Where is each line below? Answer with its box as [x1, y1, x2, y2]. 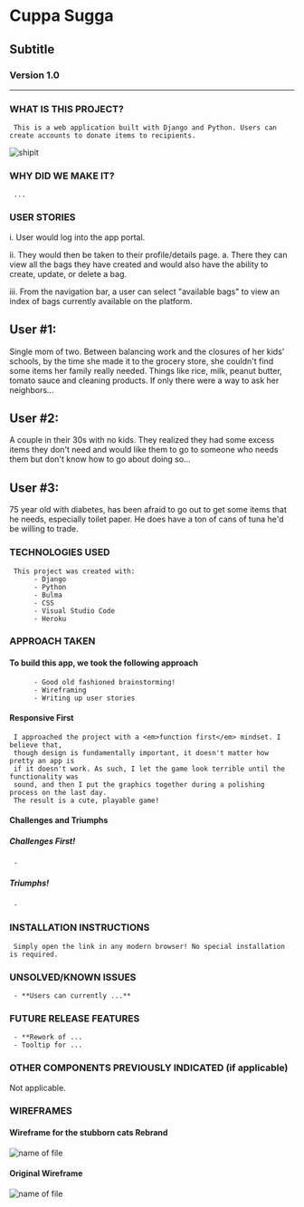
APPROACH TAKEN [9, 635, 96, 647]
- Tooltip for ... [13, 1040, 83, 1050]
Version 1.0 [9, 69, 61, 81]
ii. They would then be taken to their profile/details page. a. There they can [9, 249, 288, 260]
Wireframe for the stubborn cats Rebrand [9, 1127, 168, 1138]
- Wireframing [33, 685, 88, 695]
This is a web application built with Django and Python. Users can [13, 123, 278, 132]
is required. [9, 950, 59, 959]
